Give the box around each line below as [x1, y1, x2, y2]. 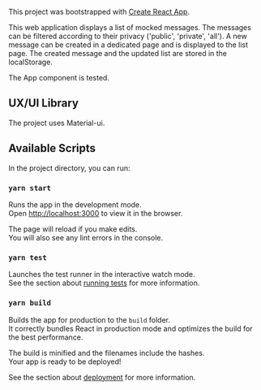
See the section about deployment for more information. [8, 372, 196, 382]
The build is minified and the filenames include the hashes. [8, 348, 205, 357]
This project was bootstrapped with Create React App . [8, 7, 190, 16]
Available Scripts [8, 141, 96, 155]
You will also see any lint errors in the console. [8, 232, 164, 242]
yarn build [8, 298, 51, 308]
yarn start [8, 183, 51, 193]
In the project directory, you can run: [8, 162, 130, 173]
